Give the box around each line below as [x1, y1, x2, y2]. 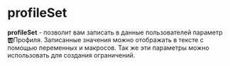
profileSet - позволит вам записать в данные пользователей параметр [7, 28, 223, 37]
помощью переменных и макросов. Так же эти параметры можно [7, 44, 209, 52]
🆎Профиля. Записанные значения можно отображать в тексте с [7, 35, 204, 44]
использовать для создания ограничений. [7, 51, 136, 59]
